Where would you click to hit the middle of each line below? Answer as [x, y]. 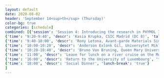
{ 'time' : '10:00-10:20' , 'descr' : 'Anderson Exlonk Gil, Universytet [77, 46]
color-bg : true [20, 23]
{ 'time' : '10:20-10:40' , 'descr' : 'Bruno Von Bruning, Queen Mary [74, 50]
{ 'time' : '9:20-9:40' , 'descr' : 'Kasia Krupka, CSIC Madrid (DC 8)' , [77, 37]
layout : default [21, 9]
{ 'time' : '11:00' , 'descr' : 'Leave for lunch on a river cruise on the [79, 55]
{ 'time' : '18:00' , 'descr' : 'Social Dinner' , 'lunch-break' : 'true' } [77, 63]
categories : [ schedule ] [29, 28]
